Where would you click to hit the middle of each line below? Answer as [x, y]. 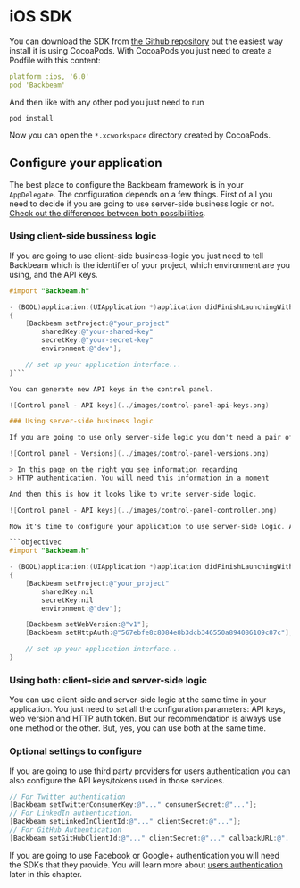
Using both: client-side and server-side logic [108, 680]
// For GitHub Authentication [66, 830]
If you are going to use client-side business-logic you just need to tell [137, 256]
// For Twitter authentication [67, 797]
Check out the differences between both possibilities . [108, 213]
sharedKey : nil [67, 591]
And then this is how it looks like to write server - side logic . [133, 494]
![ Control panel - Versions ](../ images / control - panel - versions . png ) [139, 454]
